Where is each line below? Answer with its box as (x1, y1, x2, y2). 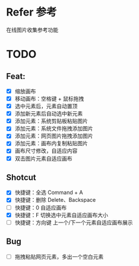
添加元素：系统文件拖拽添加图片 (14, 125, 93, 132)
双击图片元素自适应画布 (14, 155, 72, 162)
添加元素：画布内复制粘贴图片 (14, 140, 88, 147)
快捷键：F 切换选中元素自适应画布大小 (14, 211, 108, 218)
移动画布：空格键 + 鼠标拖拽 (14, 95, 84, 102)
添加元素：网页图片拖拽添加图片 (14, 132, 93, 140)
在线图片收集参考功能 (6, 26, 58, 33)
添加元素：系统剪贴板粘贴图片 (14, 117, 88, 125)
